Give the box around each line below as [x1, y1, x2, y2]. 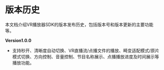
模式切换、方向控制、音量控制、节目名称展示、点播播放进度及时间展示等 [12, 53, 159, 59]
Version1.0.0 [5, 37, 32, 43]
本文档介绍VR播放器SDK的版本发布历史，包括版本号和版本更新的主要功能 [5, 22, 154, 27]
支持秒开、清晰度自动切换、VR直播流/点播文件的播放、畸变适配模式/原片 [12, 47, 160, 53]
